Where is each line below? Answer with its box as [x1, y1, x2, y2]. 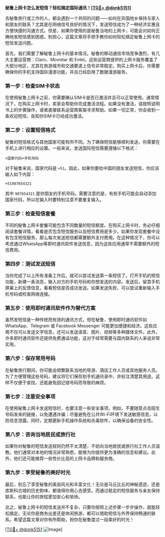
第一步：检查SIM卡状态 [5, 82, 60, 89]
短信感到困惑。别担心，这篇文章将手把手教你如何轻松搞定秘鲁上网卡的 [18, 34, 160, 39]
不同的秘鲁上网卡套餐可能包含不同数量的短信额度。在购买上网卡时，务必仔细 [5, 222, 160, 228]
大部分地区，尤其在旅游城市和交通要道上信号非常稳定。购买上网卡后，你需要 [5, 63, 160, 69]
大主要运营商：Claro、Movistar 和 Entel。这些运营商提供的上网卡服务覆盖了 [5, 57, 158, 62]
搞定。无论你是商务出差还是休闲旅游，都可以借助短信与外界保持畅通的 [9, 510, 151, 516]
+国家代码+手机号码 [5, 155, 39, 161]
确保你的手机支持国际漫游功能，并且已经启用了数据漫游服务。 [5, 69, 130, 75]
